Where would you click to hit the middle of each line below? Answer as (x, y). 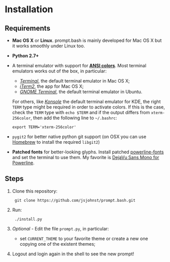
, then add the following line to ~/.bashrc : (74, 118)
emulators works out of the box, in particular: (59, 71)
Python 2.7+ (25, 56)
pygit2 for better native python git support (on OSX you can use (79, 137)
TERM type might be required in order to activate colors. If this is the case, (88, 107)
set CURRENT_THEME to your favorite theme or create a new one (84, 239)
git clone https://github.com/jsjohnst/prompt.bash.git (75, 200)
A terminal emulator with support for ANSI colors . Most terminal (79, 65)
